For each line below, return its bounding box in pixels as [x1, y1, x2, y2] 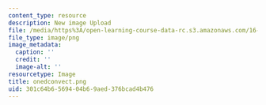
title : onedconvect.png [8, 77, 87, 85]
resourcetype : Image [8, 70, 77, 78]
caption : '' [15, 48, 55, 56]
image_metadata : [8, 41, 62, 49]
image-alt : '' [15, 63, 62, 71]
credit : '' [15, 56, 51, 64]
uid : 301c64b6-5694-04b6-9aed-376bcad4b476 [8, 84, 154, 93]
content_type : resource [8, 11, 87, 20]
